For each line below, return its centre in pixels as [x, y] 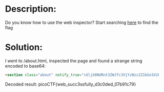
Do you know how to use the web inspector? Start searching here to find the [82, 22]
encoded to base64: [25, 66]
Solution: [24, 47]
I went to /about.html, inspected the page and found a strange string [74, 61]
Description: [31, 9]
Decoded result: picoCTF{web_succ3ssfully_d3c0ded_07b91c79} [71, 84]
